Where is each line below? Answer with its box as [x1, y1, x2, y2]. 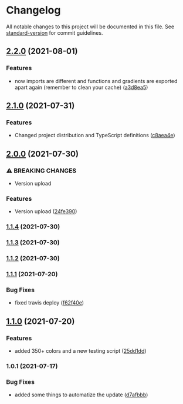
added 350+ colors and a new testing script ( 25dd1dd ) [14, 347, 147, 354]
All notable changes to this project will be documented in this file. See [6, 23, 175, 30]
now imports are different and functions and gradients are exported [14, 77, 178, 84]
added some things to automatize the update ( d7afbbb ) [14, 391, 148, 398]
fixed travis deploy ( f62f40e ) [14, 299, 84, 306]
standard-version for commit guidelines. [6, 29, 103, 36]
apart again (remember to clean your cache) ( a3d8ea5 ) [14, 84, 148, 91]
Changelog [6, 4, 61, 17]
